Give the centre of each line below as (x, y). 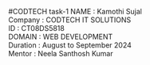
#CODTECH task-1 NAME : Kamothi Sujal (75, 11)
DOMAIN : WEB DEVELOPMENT (61, 36)
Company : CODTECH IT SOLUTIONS (70, 20)
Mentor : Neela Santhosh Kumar (61, 54)
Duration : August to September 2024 (70, 45)
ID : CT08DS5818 (37, 28)
